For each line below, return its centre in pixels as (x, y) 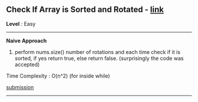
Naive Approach (27, 40)
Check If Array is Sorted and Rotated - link (85, 10)
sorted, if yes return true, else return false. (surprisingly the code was (99, 58)
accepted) (27, 64)
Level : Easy (21, 23)
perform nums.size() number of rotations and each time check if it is (98, 52)
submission (20, 87)
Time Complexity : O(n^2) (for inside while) (58, 76)
